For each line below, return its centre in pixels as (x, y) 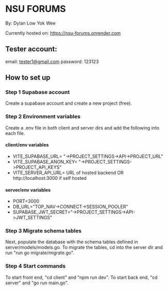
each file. (15, 133)
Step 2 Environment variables (43, 117)
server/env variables (28, 190)
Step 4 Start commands (35, 266)
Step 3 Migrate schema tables (43, 231)
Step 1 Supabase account (38, 92)
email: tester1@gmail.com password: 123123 (52, 61)
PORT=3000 (26, 201)
